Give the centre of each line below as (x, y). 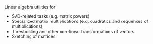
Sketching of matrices (33, 36)
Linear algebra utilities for (30, 7)
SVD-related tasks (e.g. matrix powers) (51, 16)
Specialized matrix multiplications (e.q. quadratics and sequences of (80, 21)
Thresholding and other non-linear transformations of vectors (73, 31)
